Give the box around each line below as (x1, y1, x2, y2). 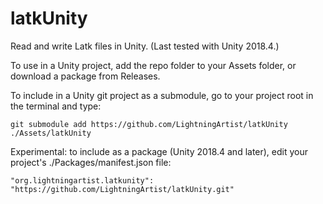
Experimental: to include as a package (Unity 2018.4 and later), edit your (10, 145, 309, 157)
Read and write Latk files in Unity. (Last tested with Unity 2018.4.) (10, 40, 280, 52)
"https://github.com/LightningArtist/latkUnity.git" (10, 184, 235, 194)
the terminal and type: (10, 100, 102, 112)
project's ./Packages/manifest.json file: (10, 156, 172, 168)
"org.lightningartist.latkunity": (10, 175, 155, 186)
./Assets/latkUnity (10, 128, 92, 138)
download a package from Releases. (10, 70, 161, 82)
